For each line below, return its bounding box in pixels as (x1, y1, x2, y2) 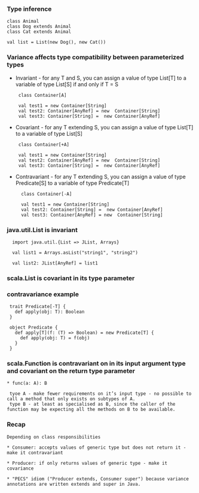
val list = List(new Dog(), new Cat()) (7, 39, 106, 45)
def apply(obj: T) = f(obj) (20, 335, 90, 341)
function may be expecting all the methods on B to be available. (7, 406, 176, 413)
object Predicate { (9, 325, 59, 331)
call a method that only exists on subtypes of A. (7, 396, 136, 402)
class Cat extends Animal (7, 29, 71, 35)
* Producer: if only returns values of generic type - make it (7, 460, 168, 466)
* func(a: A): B (7, 381, 47, 387)
